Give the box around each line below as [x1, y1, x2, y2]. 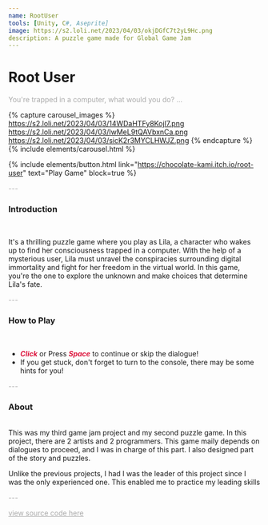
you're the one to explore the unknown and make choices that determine [8, 271, 248, 280]
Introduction [8, 204, 58, 215]
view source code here [8, 508, 84, 518]
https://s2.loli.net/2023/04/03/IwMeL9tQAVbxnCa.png [8, 127, 188, 137]
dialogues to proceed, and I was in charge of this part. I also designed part [8, 445, 254, 455]
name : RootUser [8, 11, 59, 20]
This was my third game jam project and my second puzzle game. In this [8, 428, 247, 438]
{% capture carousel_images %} [8, 110, 116, 120]
